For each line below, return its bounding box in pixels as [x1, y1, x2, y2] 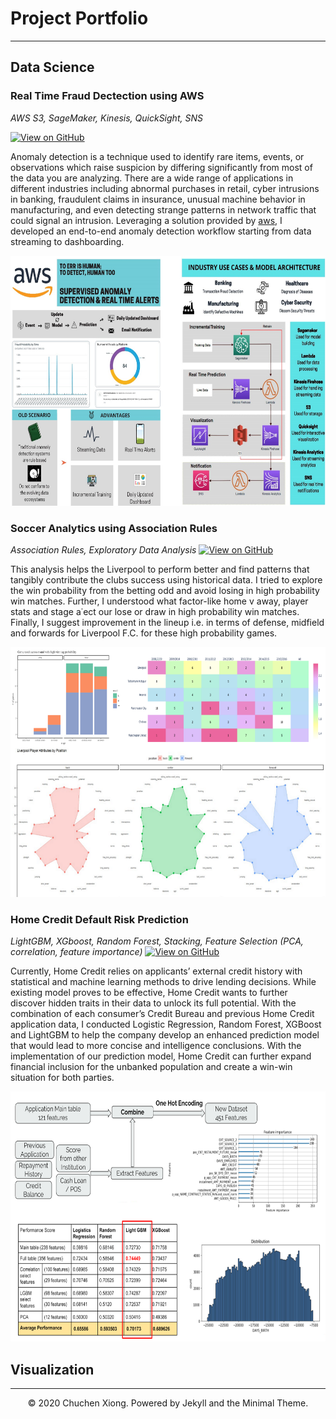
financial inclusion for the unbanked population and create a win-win [10, 1061, 293, 1073]
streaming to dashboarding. [10, 235, 125, 247]
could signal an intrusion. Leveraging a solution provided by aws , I [10, 214, 283, 226]
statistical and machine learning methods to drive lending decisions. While [10, 976, 317, 988]
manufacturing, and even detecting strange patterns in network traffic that [10, 203, 317, 216]
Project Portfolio [10, 7, 149, 30]
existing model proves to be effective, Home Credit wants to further [10, 987, 288, 999]
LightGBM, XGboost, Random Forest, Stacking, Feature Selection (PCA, [10, 935, 304, 947]
